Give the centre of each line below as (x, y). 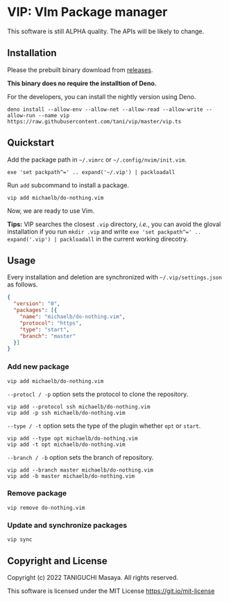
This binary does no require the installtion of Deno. (82, 83)
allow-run (22, 115)
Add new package (38, 367)
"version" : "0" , (37, 304)
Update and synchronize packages (67, 525)
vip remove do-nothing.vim (46, 508)
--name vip (54, 115)
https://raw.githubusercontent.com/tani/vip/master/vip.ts (94, 121)
